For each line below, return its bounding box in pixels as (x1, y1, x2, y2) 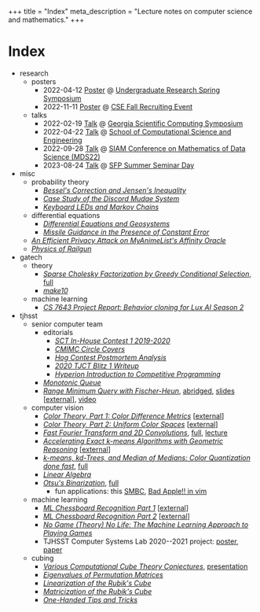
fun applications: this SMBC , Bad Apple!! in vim (54, 486, 207, 496)
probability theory (31, 177, 90, 186)
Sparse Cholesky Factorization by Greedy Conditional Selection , (42, 269, 251, 278)
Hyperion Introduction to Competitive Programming (54, 369, 222, 378)
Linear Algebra (42, 470, 92, 479)
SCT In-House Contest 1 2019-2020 (54, 336, 170, 345)
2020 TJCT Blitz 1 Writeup (54, 361, 140, 371)
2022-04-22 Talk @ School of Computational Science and (42, 127, 232, 136)
